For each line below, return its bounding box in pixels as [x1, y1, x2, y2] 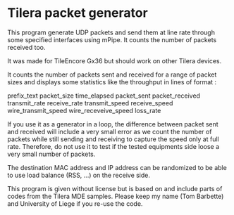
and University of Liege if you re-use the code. [7, 199, 143, 208]
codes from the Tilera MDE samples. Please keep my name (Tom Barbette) [7, 192, 224, 200]
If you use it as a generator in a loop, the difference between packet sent [7, 119, 218, 128]
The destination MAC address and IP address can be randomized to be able [7, 163, 227, 171]
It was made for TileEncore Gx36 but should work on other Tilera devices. [7, 56, 222, 65]
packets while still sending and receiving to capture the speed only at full [7, 135, 220, 143]
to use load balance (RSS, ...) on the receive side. [7, 171, 150, 179]
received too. [7, 43, 46, 51]
